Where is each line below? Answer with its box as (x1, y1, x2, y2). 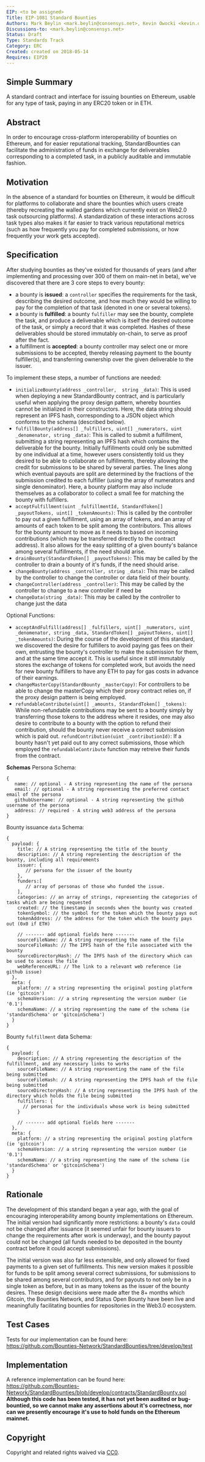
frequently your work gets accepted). (6, 232, 101, 240)
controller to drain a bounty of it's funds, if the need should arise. (15, 561, 179, 568)
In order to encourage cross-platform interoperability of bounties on (6, 134, 177, 141)
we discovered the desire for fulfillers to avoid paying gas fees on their (15, 641, 193, 649)
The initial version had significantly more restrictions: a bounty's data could (6, 1219, 195, 1226)
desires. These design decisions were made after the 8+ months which (6, 1289, 185, 1296)
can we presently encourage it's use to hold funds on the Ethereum (6, 1408, 180, 1416)
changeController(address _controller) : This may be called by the (15, 580, 184, 588)
